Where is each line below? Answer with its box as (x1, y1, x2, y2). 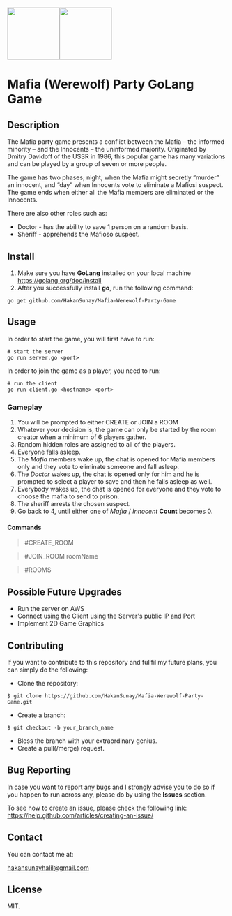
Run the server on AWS (17, 605, 85, 613)
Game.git (7, 698, 33, 705)
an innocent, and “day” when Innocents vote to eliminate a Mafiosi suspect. (7, 181, 224, 189)
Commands (7, 523, 42, 531)
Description (7, 119, 59, 131)
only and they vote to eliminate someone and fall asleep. (17, 463, 180, 471)
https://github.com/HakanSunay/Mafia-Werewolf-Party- (44, 692, 204, 700)
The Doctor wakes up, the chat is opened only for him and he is (17, 470, 200, 478)
